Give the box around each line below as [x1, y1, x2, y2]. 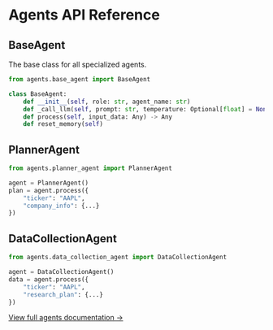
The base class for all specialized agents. [8, 59, 147, 69]
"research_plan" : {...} [23, 290, 104, 298]
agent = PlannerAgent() [8, 179, 89, 187]
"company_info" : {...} [23, 202, 100, 210]
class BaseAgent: [8, 89, 67, 98]
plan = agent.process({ [8, 186, 89, 194]
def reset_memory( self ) [23, 120, 104, 128]
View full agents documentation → [8, 313, 123, 323]
